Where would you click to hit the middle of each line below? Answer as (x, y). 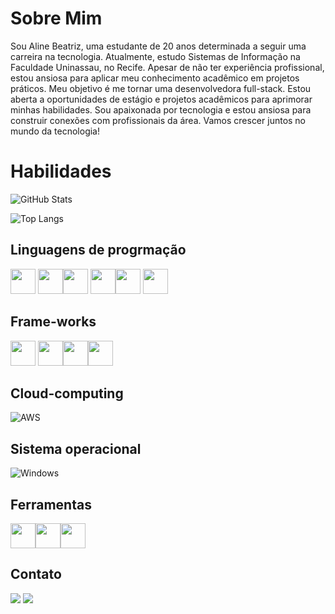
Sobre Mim (56, 18)
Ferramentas (51, 504)
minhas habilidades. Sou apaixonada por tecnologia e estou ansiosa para (161, 109)
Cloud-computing (67, 393)
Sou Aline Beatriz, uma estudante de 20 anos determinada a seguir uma (158, 46)
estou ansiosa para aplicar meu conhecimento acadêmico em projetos (155, 78)
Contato (36, 574)
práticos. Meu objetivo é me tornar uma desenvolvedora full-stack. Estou (161, 88)
